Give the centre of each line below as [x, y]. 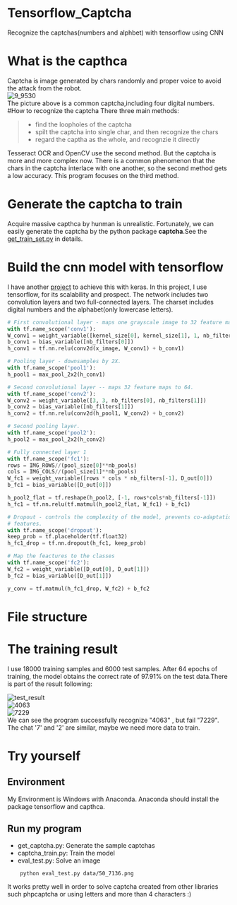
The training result [63, 649]
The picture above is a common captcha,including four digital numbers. [111, 103]
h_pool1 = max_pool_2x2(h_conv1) [56, 374]
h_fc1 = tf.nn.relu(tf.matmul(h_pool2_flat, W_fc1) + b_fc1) [99, 504]
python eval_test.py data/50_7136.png [77, 874]
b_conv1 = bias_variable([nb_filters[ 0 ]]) [71, 342]
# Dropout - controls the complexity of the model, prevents [99, 517]
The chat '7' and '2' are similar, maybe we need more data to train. [104, 727]
